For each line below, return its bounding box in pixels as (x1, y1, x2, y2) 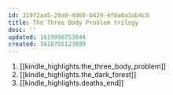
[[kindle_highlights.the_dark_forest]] (19, 70, 137, 79)
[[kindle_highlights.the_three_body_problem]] (19, 62, 167, 71)
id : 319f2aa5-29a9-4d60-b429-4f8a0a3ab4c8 (8, 11, 149, 19)
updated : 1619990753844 (8, 33, 86, 41)
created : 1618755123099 (8, 40, 86, 48)
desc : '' (8, 26, 37, 33)
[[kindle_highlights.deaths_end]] (19, 79, 124, 88)
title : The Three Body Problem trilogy (8, 19, 139, 26)
